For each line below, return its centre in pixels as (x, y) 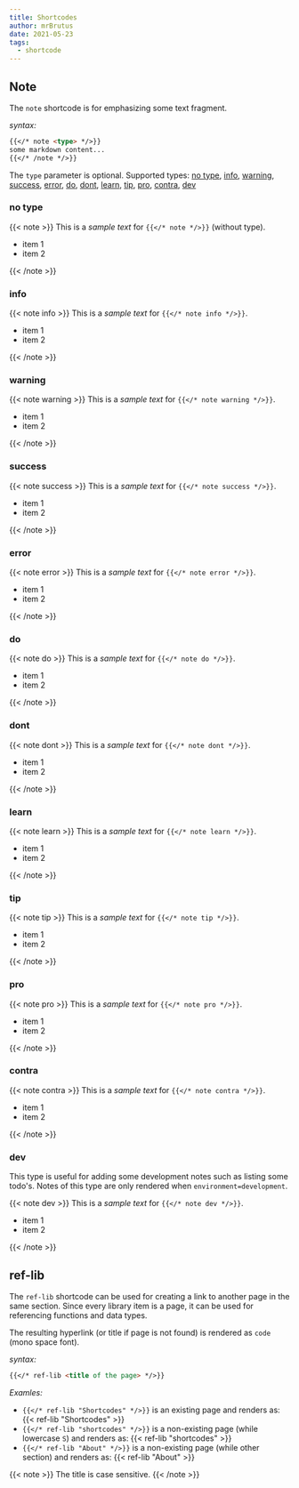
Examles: (26, 1392)
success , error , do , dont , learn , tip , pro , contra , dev (103, 184)
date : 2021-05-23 (41, 34)
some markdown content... (57, 149)
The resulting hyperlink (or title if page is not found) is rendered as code (140, 1332)
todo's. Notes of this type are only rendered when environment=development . (149, 1186)
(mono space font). (44, 1342)
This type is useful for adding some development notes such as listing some (149, 1177)
